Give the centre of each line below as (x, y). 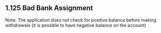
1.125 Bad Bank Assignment (49, 8)
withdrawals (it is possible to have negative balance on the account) (76, 25)
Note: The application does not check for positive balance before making (81, 20)
